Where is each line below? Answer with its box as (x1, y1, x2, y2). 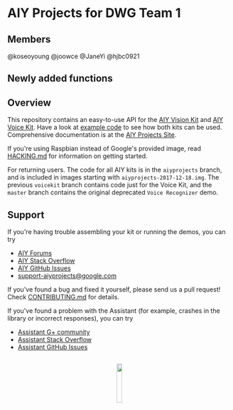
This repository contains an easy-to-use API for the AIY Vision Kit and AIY (7, 116, 224, 124)
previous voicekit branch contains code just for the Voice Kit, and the (7, 181, 212, 189)
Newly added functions (7, 72, 113, 84)
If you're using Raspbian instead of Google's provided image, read (7, 144, 201, 153)
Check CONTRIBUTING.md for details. (7, 293, 119, 301)
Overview (7, 96, 52, 109)
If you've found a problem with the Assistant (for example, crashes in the (7, 306, 220, 315)
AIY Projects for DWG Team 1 (7, 5, 181, 21)
